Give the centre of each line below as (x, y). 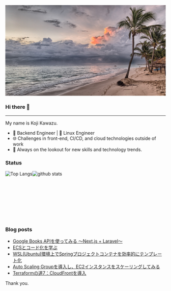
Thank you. (17, 283)
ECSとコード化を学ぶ (35, 248)
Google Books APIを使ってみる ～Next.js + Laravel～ (68, 241)
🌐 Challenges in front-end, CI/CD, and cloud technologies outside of (84, 138)
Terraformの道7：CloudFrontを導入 (49, 273)
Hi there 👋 (18, 107)
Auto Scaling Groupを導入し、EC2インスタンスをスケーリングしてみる (86, 267)
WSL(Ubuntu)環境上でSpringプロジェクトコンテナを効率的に (76, 254)
